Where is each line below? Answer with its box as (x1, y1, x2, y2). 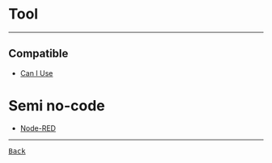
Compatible (8, 47, 69, 61)
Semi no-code (8, 96, 105, 115)
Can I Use (19, 68, 53, 77)
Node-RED (19, 123, 57, 133)
